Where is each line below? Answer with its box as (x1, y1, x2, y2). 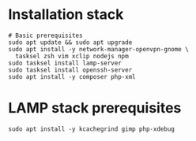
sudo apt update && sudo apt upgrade (8, 38, 133, 46)
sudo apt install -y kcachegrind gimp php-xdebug (8, 124, 175, 133)
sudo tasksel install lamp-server (8, 59, 122, 67)
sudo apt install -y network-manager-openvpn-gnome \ (8, 45, 190, 53)
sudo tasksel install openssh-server (8, 65, 133, 74)
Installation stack (8, 6, 124, 24)
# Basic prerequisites (8, 32, 83, 39)
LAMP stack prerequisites (8, 99, 182, 117)
